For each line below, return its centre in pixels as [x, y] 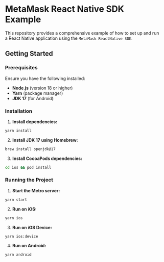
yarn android [18, 255]
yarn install [18, 131]
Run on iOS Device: [32, 227]
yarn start [16, 200]
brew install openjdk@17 [30, 149]
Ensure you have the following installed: [45, 78]
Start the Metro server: [36, 190]
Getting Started [29, 54]
